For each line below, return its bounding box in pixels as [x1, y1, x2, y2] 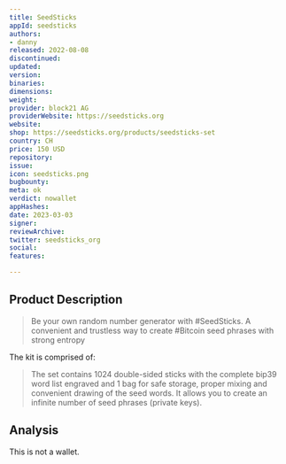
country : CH [9, 136, 53, 145]
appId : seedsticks [9, 21, 77, 30]
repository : [9, 152, 53, 162]
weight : [9, 95, 38, 104]
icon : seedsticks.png [9, 169, 89, 178]
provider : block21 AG [9, 104, 89, 112]
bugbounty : [9, 178, 50, 187]
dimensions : [9, 87, 53, 96]
